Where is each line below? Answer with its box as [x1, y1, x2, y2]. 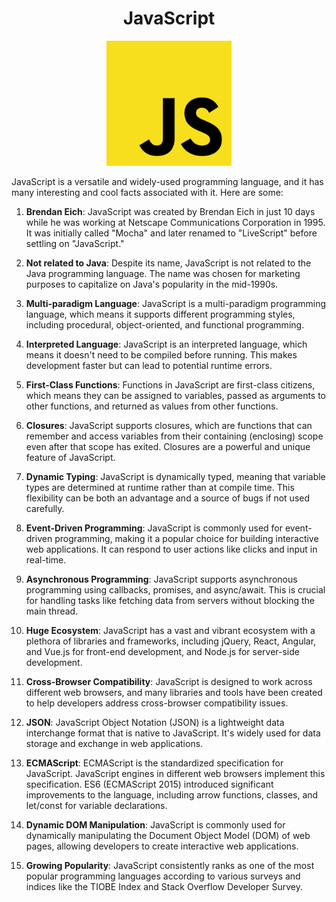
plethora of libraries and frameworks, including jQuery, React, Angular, [25, 635, 317, 647]
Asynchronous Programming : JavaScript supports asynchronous [25, 573, 298, 585]
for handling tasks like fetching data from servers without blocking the [25, 594, 315, 606]
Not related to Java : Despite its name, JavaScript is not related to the [25, 257, 312, 269]
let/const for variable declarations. [25, 799, 168, 811]
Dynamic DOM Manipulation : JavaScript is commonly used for [25, 818, 286, 831]
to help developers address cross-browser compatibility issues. [25, 697, 289, 709]
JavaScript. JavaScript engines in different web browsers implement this [25, 767, 326, 779]
